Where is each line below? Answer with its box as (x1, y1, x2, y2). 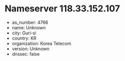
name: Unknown (11, 24, 46, 30)
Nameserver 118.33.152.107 (4, 3, 120, 14)
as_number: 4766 (11, 19, 48, 25)
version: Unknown (11, 46, 49, 52)
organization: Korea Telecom (11, 40, 71, 46)
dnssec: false (11, 51, 40, 57)
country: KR (11, 35, 37, 41)
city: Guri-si (11, 30, 36, 36)
